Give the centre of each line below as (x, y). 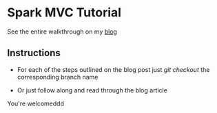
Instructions (34, 53)
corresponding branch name (58, 77)
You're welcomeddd (35, 103)
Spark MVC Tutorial (64, 13)
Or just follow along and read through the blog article (92, 90)
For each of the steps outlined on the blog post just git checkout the (113, 69)
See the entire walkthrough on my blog (62, 32)
